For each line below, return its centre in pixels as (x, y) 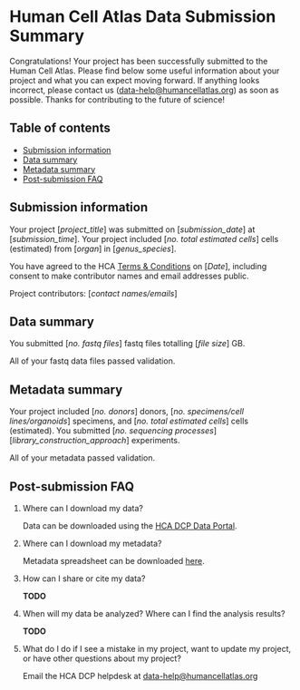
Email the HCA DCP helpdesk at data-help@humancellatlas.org (140, 676)
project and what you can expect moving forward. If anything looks (135, 80)
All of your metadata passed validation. (82, 458)
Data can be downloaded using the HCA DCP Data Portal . (130, 526)
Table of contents (60, 128)
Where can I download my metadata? (92, 543)
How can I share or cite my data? (84, 578)
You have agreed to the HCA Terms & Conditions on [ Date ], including (138, 266)
